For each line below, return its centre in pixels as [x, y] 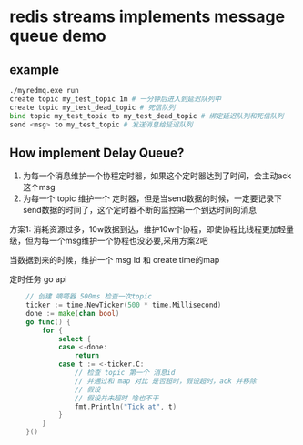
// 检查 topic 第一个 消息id [125, 373]
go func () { [48, 322]
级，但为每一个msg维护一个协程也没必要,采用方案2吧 [109, 241]
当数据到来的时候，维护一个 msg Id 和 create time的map [115, 260]
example [35, 70]
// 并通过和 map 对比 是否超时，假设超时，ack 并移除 [165, 381]
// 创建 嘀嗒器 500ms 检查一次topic [89, 297]
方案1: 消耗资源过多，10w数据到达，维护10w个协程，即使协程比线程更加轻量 [151, 229]
